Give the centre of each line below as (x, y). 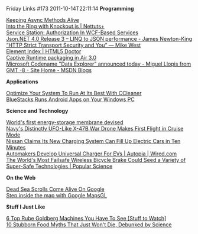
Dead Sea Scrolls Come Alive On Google (55, 189)
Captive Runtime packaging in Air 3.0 (51, 58)
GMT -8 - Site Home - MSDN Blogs (49, 70)
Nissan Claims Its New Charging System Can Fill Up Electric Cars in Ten (93, 141)
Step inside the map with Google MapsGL (57, 195)
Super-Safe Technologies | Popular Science (59, 166)
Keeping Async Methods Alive (43, 20)
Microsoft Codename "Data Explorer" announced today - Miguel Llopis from (99, 64)
